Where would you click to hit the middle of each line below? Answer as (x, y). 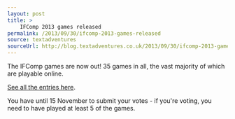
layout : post (26, 14)
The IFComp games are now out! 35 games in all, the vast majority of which (116, 66)
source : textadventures (42, 40)
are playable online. (36, 73)
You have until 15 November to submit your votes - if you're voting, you (109, 101)
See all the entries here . (41, 87)
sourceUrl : (23, 46)
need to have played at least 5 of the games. (71, 108)
